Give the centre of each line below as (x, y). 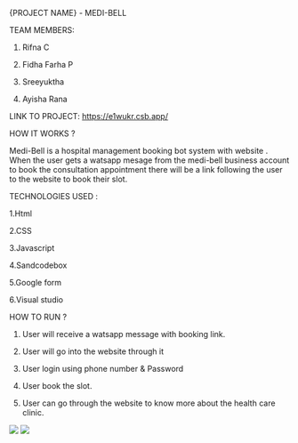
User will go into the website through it (93, 351)
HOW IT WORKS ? (42, 133)
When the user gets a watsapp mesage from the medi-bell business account (149, 160)
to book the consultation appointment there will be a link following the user (146, 169)
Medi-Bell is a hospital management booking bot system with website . (139, 151)
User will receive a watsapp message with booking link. (124, 334)
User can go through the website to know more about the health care (149, 403)
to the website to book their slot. (68, 179)
